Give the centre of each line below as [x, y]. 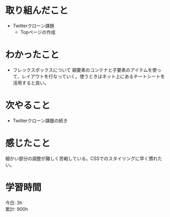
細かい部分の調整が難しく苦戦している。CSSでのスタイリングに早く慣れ [81, 158]
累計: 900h [17, 209]
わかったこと [33, 55]
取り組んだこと [37, 11]
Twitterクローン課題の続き [40, 121]
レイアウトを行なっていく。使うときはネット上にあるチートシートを [93, 76]
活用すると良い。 [31, 83]
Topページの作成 [38, 32]
